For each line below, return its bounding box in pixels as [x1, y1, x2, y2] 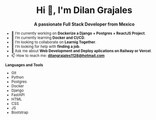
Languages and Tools [5, 62, 44, 67]
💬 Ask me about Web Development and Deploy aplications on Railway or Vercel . [11, 48, 152, 53]
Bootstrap [11, 110, 29, 115]
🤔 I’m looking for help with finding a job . [11, 44, 80, 49]
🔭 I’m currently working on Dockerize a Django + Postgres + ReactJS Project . [11, 31, 146, 36]
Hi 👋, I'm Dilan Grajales [36, 5, 132, 16]
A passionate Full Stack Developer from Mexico [34, 21, 135, 27]
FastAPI [11, 92, 25, 97]
